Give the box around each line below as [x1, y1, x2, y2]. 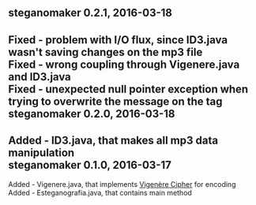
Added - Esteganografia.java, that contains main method [8, 188, 192, 197]
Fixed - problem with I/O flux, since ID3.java [8, 33, 228, 47]
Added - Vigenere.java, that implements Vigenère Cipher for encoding [8, 179, 236, 188]
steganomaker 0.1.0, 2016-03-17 [8, 158, 171, 172]
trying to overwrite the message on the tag [8, 95, 223, 108]
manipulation [8, 146, 75, 160]
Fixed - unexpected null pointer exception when [8, 82, 249, 95]
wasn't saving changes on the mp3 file [8, 45, 203, 58]
